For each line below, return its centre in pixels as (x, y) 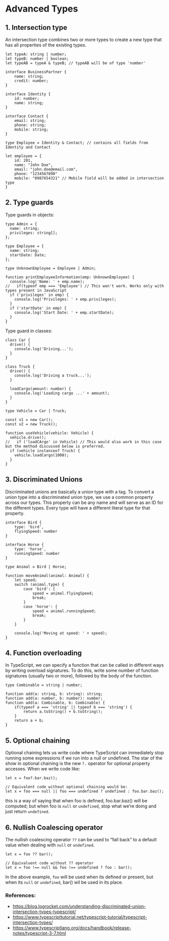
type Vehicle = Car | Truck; (36, 411)
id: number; (27, 99)
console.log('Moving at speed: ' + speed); (61, 633)
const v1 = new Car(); (29, 420)
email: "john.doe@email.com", (46, 169)
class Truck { (20, 367)
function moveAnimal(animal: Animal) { (47, 575)
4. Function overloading (44, 653)
